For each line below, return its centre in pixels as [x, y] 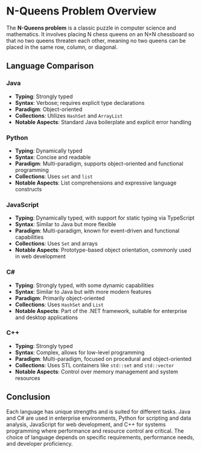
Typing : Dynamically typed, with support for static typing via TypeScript [105, 218]
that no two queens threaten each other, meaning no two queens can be [96, 40]
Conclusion [28, 397]
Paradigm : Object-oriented [49, 109]
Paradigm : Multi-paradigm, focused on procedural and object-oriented [103, 359]
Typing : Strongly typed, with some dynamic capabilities [84, 285]
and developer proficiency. [40, 443]
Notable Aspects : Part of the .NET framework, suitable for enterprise [101, 311]
